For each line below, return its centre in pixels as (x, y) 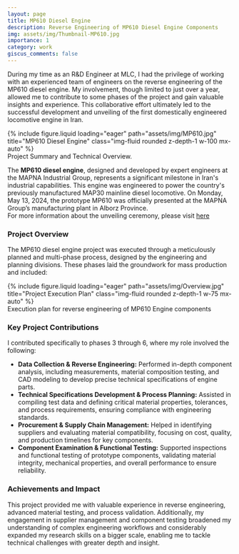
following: (22, 351)
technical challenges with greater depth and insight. (84, 543)
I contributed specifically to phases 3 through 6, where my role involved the (118, 343)
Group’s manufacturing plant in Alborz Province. (78, 208)
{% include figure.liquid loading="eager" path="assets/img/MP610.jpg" (112, 134)
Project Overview (38, 234)
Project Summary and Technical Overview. (70, 156)
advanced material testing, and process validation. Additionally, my (106, 512)
